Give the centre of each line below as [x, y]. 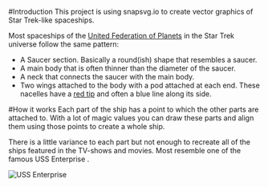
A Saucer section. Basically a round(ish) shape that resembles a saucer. [138, 60]
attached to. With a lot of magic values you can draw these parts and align [131, 118]
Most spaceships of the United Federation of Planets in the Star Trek [122, 36]
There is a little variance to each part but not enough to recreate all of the [130, 142]
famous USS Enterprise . [49, 159]
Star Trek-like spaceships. [51, 20]
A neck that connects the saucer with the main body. [107, 77]
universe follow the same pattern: [64, 44]
